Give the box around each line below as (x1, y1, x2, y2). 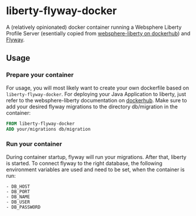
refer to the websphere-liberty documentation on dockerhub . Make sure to (6, 97, 187, 104)
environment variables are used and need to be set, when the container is (6, 166, 185, 173)
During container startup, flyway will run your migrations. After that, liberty (6, 153, 187, 160)
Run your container (6, 140, 62, 148)
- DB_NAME (6, 194, 31, 200)
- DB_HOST (6, 184, 31, 190)
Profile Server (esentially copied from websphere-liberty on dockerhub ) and (6, 29, 191, 36)
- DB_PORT (6, 188, 31, 195)
